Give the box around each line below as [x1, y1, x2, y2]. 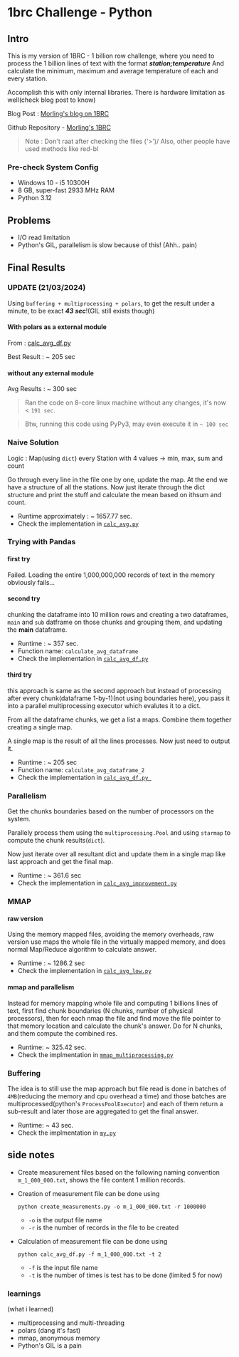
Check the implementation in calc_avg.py [17, 519, 139, 528]
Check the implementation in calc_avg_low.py [17, 967, 152, 975]
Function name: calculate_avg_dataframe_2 [17, 766, 145, 774]
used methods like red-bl [24, 145, 99, 153]
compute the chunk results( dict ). [7, 836, 105, 845]
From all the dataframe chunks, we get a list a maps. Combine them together [7, 715, 232, 724]
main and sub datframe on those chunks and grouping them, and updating [7, 618, 223, 626]
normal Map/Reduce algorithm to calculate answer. [7, 945, 157, 954]
